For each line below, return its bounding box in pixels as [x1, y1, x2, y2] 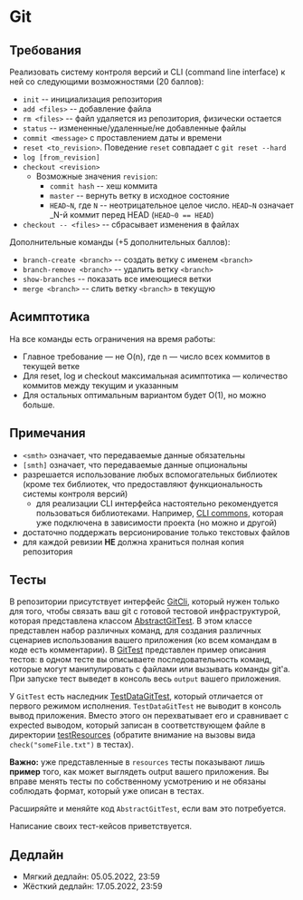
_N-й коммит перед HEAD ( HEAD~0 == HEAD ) [49, 210, 214, 220]
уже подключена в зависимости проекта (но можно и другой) [35, 517, 278, 528]
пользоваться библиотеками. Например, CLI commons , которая [35, 507, 284, 518]
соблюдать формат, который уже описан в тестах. [9, 786, 205, 797]
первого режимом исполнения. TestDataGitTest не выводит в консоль [9, 700, 282, 711]
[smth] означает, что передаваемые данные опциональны [22, 459, 248, 470]
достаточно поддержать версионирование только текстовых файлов [22, 526, 290, 537]
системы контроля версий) [22, 488, 128, 499]
